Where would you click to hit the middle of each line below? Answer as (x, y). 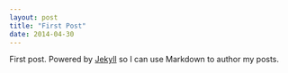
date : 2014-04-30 (42, 34)
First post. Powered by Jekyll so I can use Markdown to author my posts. (144, 60)
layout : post (34, 17)
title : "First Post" (48, 26)
